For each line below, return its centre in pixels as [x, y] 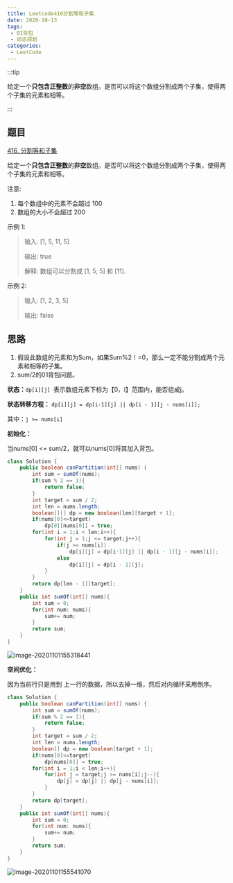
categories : [24, 46]
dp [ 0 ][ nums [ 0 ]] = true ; [78, 526]
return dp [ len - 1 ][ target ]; [74, 584]
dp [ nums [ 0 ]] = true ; [74, 762]
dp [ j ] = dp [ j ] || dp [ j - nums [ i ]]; [108, 781]
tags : [15, 26]
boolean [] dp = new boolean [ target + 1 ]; [93, 749]
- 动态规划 [24, 40]
